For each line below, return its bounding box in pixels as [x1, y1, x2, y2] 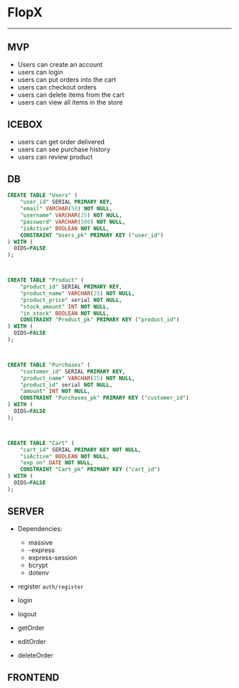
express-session [28, 553, 78, 561]
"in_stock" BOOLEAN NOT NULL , [20, 310, 110, 317]
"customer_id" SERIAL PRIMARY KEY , [20, 367, 126, 375]
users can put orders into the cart [17, 75, 117, 84]
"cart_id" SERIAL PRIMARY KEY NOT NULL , [20, 446, 142, 453]
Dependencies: [17, 524, 63, 533]
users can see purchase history [17, 145, 110, 154]
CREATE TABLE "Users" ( [7, 192, 78, 199]
